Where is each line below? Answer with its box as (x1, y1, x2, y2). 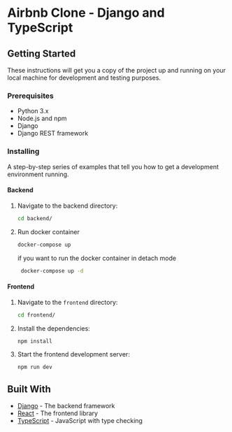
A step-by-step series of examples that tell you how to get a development (7, 162, 219, 171)
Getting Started (7, 48, 76, 59)
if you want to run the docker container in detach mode (17, 254, 177, 262)
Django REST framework (17, 129, 89, 138)
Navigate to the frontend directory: (17, 298, 118, 306)
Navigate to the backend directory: (17, 201, 118, 210)
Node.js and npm (17, 114, 67, 123)
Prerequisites (7, 91, 54, 101)
